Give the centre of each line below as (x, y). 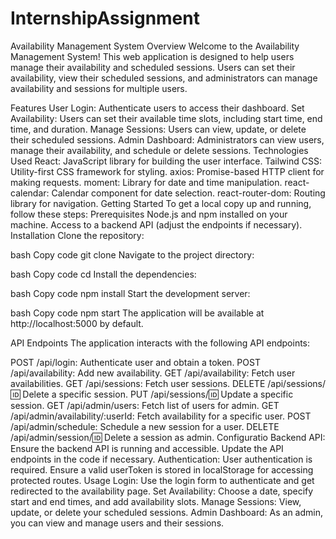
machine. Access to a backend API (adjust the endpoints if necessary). (156, 224)
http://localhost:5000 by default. (77, 323)
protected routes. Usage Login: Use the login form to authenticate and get (162, 480)
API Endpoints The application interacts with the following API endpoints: (160, 343)
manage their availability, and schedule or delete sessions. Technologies (159, 150)
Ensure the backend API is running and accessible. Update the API (147, 448)
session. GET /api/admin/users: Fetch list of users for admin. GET (145, 405)
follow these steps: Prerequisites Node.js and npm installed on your (149, 214)
